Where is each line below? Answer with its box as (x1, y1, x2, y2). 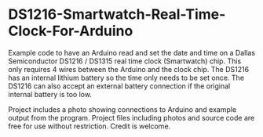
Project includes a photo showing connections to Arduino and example (8, 104, 237, 114)
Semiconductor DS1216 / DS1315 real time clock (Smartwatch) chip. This (8, 56, 242, 66)
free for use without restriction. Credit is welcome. (8, 121, 171, 131)
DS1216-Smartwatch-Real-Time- (8, 5, 226, 23)
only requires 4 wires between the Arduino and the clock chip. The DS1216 (8, 64, 250, 74)
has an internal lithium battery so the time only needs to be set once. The (8, 73, 245, 82)
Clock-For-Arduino (8, 22, 133, 40)
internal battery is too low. (8, 89, 93, 99)
